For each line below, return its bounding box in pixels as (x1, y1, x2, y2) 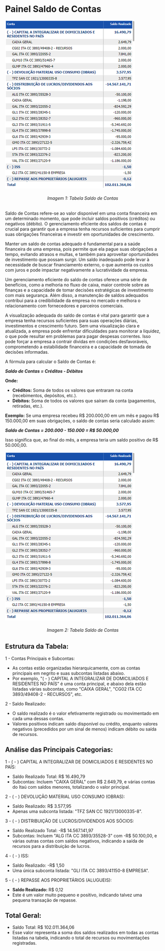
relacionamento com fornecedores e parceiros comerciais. (5, 303, 124, 309)
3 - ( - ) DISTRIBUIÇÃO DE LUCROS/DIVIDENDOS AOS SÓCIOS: (5, 818, 134, 824)
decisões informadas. (5, 349, 49, 355)
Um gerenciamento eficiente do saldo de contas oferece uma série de (5, 277, 147, 283)
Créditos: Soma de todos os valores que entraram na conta (12, 387, 133, 393)
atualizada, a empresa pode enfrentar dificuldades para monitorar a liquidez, (5, 328, 161, 334)
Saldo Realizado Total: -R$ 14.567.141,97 (12, 827, 94, 833)
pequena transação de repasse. (12, 897, 77, 903)
